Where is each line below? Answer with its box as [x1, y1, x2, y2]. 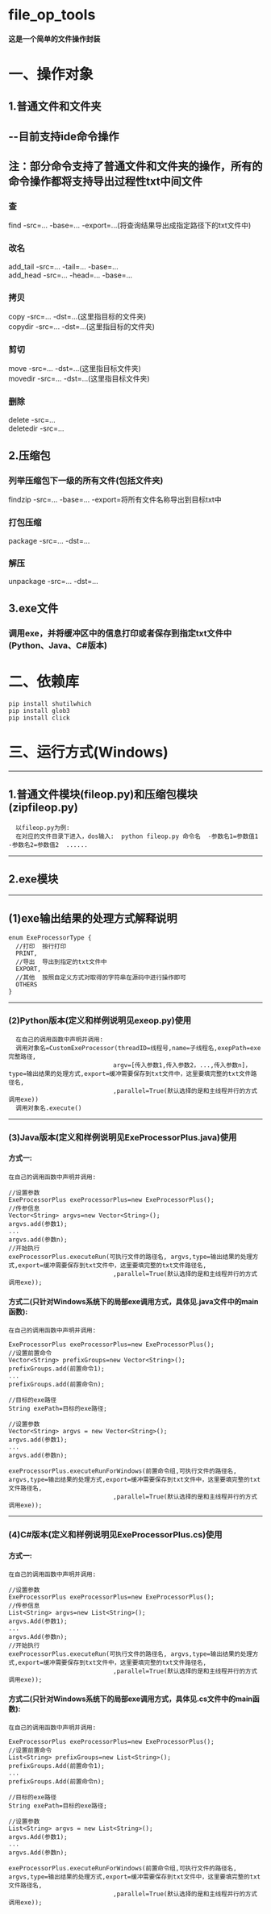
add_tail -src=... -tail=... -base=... [8, 261, 119, 271]
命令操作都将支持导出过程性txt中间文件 [8, 175, 203, 189]
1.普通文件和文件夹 [8, 99, 102, 114]
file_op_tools [8, 6, 96, 24]
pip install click [8, 714, 70, 723]
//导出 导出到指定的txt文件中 [15, 957, 107, 965]
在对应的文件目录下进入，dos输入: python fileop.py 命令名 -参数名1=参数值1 [15, 832, 259, 840]
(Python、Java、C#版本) [8, 640, 107, 651]
